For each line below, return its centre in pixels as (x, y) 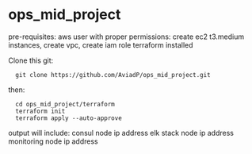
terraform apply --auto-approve (69, 118)
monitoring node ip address (53, 141)
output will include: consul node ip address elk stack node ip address (121, 133)
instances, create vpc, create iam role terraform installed (101, 44)
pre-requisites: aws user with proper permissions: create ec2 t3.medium (126, 37)
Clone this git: (31, 60)
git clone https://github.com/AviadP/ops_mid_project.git (113, 75)
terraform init (40, 111)
